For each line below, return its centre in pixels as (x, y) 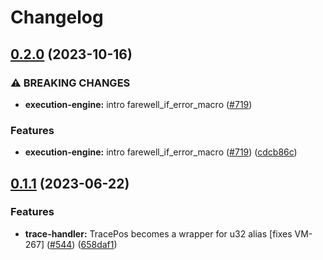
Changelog (57, 17)
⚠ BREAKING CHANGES (70, 83)
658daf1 (97, 244)
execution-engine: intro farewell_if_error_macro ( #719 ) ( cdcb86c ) (161, 152)
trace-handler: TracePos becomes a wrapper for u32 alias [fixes (158, 233)
